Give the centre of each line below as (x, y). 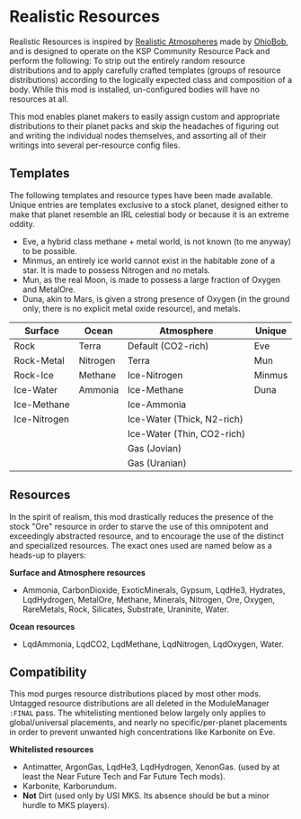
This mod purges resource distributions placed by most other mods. (135, 694)
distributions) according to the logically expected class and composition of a (151, 79)
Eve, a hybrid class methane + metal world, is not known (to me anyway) (157, 241)
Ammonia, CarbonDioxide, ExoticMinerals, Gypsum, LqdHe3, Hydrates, (154, 590)
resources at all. (39, 99)
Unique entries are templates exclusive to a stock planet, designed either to (149, 205)
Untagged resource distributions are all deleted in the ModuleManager (139, 704)
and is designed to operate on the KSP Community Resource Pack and (140, 50)
